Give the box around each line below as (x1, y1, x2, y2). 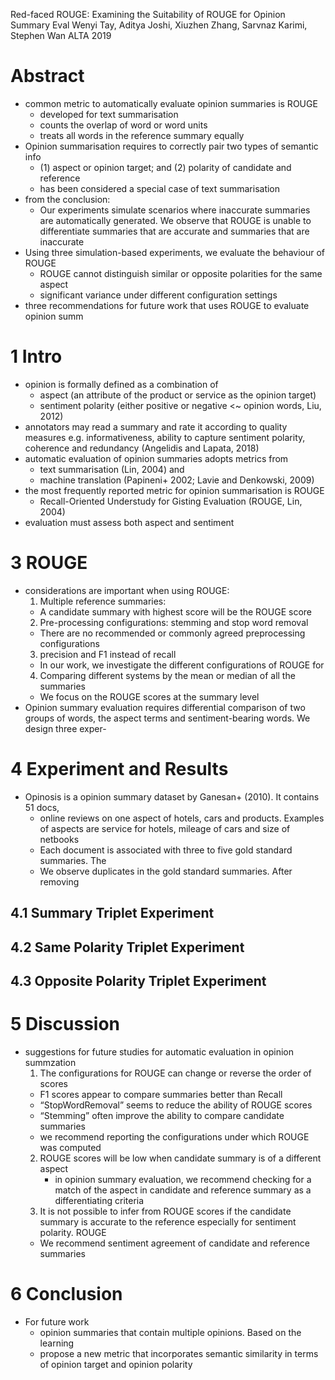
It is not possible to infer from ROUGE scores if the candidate (39, 1205, 292, 1217)
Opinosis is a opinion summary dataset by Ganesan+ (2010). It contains (24, 790, 320, 803)
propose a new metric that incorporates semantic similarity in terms (39, 1347, 319, 1359)
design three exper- (24, 722, 107, 734)
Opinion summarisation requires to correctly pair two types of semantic (24, 140, 319, 152)
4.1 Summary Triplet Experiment (10, 905, 215, 922)
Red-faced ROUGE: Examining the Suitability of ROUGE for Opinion (10, 9, 286, 20)
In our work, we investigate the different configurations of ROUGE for (39, 659, 325, 671)
